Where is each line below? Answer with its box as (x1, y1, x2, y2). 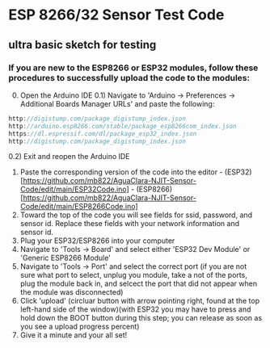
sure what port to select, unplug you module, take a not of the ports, (19, 270, 248, 280)
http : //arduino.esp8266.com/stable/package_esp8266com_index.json (8, 122, 237, 130)
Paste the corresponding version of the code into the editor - (19, 167, 223, 177)
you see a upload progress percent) (19, 321, 140, 332)
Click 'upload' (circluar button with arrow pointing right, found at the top (19, 296, 260, 306)
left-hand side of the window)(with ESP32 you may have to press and (19, 304, 251, 314)
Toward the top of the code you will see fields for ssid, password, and (19, 210, 253, 220)
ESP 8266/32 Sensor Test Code (8, 6, 225, 24)
